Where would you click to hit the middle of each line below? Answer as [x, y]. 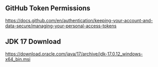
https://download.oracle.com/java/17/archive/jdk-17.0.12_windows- [74, 54]
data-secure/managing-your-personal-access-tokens [61, 26]
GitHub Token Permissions [48, 8]
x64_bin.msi [18, 59]
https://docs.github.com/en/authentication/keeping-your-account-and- [79, 20]
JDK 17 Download [33, 42]
